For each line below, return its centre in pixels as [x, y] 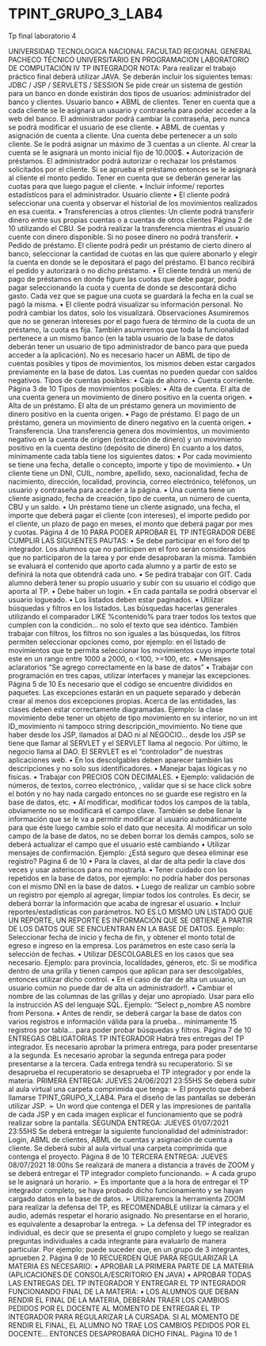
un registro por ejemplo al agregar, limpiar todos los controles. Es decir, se [129, 895]
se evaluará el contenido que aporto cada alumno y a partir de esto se [123, 565]
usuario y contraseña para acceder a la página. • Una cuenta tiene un [122, 490]
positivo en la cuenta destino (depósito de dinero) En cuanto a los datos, [126, 447]
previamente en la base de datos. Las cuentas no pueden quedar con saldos [133, 372]
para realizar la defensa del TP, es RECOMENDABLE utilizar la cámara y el [129, 1207]
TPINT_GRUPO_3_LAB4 [86, 14]
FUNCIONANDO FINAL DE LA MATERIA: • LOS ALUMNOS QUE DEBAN [123, 1291]
